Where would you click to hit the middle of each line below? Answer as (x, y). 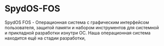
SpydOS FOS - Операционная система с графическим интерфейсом (77, 22)
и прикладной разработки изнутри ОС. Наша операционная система (78, 33)
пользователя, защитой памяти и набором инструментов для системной (82, 27)
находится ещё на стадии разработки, (45, 38)
